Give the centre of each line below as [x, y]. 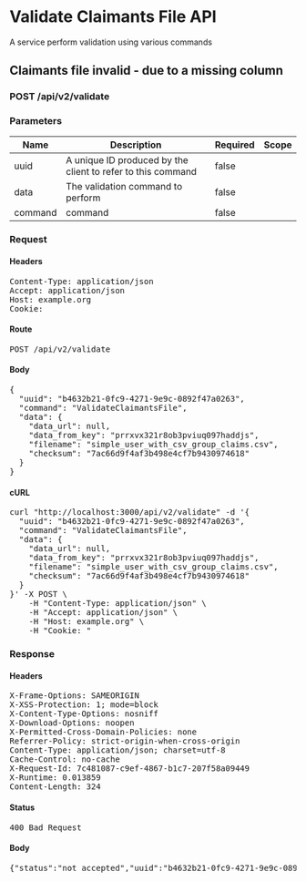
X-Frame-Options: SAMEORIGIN [74, 696]
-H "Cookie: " [60, 631]
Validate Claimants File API [113, 17]
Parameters [36, 121]
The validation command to [124, 186]
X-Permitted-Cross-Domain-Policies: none [103, 732]
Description [136, 145]
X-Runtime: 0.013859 [56, 778]
